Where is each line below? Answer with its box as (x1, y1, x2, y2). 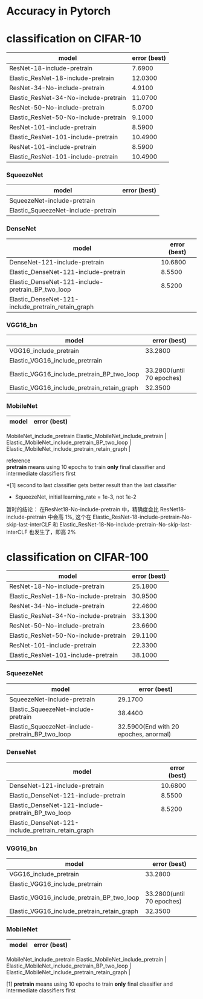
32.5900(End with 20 (117, 722, 179, 730)
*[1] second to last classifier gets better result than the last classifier (6, 482, 176, 489)
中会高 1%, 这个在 (47, 513, 92, 521)
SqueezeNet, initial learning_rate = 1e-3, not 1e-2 (14, 493, 137, 500)
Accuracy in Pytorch (6, 4, 111, 18)
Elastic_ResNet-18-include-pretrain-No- (92, 513, 192, 521)
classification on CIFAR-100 (6, 550, 149, 564)
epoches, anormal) (117, 730, 172, 738)
